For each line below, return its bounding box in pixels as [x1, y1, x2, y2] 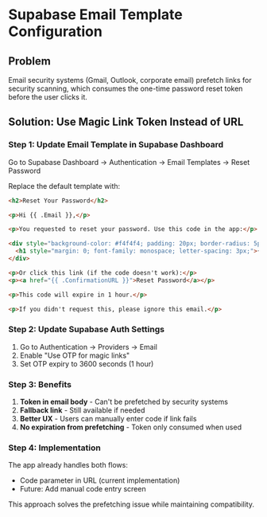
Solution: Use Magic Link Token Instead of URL [8, 116, 244, 129]
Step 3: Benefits [8, 378, 72, 390]
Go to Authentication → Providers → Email [19, 342, 157, 351]
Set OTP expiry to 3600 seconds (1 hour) [19, 358, 154, 368]
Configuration [8, 22, 103, 41]
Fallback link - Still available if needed [19, 405, 145, 415]
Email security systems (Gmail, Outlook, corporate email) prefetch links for [8, 76, 252, 84]
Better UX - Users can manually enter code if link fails [19, 414, 197, 424]
